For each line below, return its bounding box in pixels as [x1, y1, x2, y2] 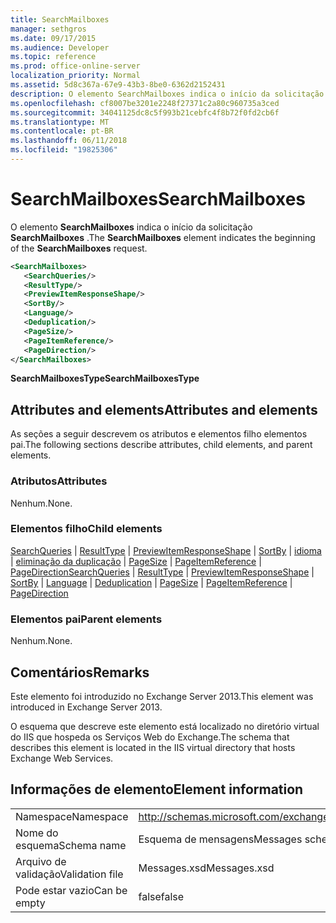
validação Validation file [15, 867, 124, 881]
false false [138, 889, 185, 903]
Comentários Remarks [10, 664, 150, 681]
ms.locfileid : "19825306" [10, 145, 118, 155]
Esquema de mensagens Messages [138, 832, 303, 846]
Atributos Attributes [10, 474, 108, 488]
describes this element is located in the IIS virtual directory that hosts [10, 741, 296, 753]
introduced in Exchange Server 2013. [10, 701, 163, 713]
